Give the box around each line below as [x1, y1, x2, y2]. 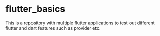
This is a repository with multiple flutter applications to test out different [5, 20, 155, 26]
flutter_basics [5, 3, 66, 15]
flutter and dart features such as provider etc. [5, 25, 101, 31]
